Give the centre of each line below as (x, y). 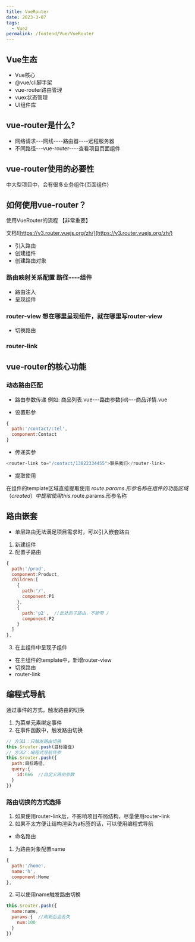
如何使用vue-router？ (46, 205)
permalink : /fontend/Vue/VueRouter (50, 34)
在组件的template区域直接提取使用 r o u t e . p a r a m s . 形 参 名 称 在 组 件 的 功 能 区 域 (97, 488)
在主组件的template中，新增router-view (63, 660)
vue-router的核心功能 (46, 367)
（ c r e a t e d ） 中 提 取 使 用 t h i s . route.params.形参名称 (67, 495)
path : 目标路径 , (29, 764)
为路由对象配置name (40, 849)
